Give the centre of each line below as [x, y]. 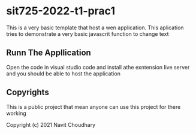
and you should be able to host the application [64, 74]
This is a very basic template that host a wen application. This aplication [95, 28]
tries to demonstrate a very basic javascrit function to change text [88, 33]
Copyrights [28, 92]
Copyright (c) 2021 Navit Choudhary [51, 124]
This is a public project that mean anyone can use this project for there [94, 106]
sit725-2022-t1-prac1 [61, 11]
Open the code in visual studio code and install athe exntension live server [98, 67]
